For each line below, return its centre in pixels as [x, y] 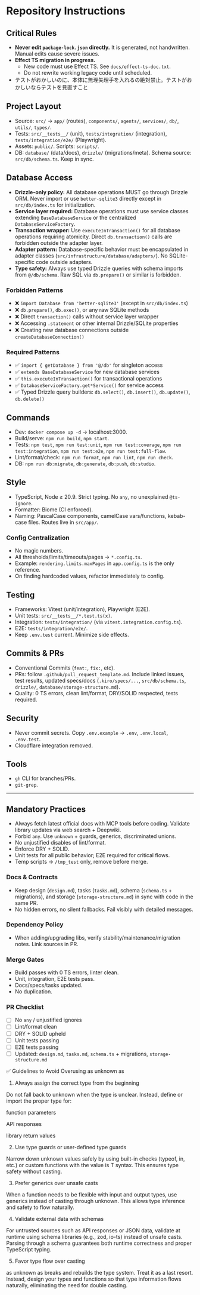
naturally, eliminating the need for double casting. [67, 1285]
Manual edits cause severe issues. [57, 54]
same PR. [26, 903]
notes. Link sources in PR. [46, 944]
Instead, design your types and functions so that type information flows [94, 1279]
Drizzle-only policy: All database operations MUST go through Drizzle [101, 192]
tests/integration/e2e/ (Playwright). [61, 140]
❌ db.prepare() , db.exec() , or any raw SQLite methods [82, 309]
